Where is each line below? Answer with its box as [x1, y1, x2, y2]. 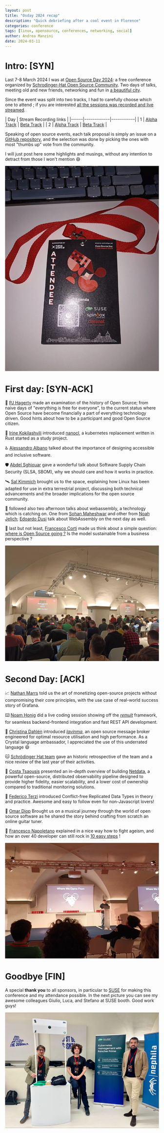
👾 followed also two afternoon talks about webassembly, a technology [5, 505, 146, 511]
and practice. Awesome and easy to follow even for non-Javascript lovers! [5, 799, 155, 804]
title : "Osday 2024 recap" [5, 13, 60, 18]
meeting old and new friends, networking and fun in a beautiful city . [5, 87, 142, 93]
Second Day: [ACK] [5, 674, 85, 685]
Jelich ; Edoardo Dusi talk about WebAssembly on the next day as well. [5, 516, 146, 522]
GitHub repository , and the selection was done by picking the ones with [5, 136, 149, 142]
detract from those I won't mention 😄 [5, 156, 81, 162]
